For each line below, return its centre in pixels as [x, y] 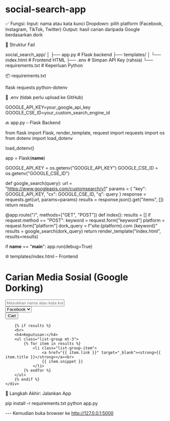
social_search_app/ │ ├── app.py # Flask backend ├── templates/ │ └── [83, 54]
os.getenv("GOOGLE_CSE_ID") [38, 173]
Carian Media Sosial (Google [67, 277]
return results [20, 205]
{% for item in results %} [52, 343]
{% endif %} [27, 379]
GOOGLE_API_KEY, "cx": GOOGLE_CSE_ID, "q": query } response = [76, 194]
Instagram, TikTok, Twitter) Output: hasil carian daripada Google [73, 29]
